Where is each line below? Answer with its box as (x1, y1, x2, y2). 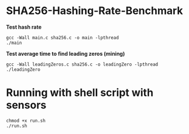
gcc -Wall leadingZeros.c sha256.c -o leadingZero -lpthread (6, 61, 159, 67)
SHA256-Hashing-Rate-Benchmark (6, 4, 183, 18)
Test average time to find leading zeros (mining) (6, 50, 125, 57)
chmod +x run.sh (6, 118, 46, 123)
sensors (6, 98, 47, 112)
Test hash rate (6, 23, 42, 30)
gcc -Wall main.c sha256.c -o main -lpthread (6, 35, 119, 40)
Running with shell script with (6, 86, 154, 99)
